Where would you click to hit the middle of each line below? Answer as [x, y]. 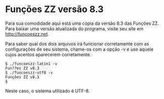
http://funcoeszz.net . [27, 34]
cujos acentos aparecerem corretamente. [48, 55]
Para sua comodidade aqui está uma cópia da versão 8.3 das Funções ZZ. [82, 23]
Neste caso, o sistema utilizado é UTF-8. [47, 91]
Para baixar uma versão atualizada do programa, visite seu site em [74, 28]
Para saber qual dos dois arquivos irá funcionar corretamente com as [77, 43]
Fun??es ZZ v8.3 [22, 68]
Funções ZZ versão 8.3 [54, 9]
